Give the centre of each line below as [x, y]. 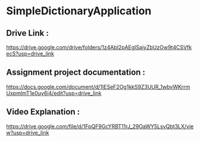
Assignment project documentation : [76, 72]
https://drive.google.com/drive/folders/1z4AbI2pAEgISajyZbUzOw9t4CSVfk [99, 47]
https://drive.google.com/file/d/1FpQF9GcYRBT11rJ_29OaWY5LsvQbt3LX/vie [100, 126]
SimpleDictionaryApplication [79, 11]
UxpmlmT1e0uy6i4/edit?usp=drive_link [54, 93]
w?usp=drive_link [28, 132]
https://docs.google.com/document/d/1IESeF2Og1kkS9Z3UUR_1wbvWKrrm [98, 87]
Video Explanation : [43, 112]
